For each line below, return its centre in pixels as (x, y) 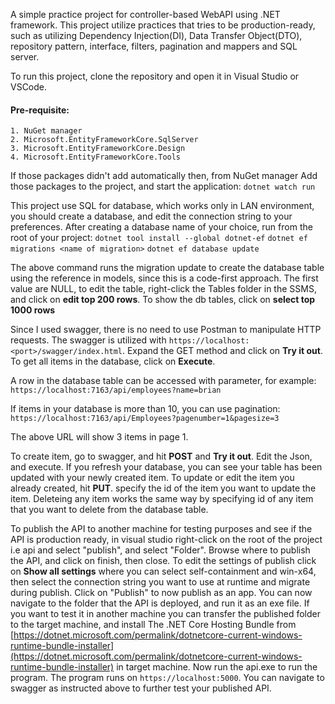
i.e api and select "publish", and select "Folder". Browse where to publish (160, 550)
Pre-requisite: (40, 110)
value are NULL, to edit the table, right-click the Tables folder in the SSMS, (163, 289)
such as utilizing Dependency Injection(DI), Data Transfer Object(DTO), (156, 35)
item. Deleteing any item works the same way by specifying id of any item (162, 499)
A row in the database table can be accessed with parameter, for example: (163, 381)
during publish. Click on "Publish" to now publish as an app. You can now (161, 593)
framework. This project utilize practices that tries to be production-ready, (163, 25)
